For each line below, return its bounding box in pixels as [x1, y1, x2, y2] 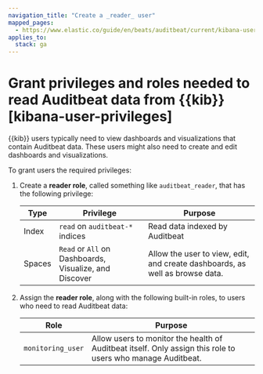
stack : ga [15, 41, 47, 49]
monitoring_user [23, 344, 85, 353]
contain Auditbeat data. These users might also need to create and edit [8, 142, 237, 151]
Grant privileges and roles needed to [8, 74, 250, 93]
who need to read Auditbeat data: [19, 301, 128, 310]
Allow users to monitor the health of [91, 333, 223, 344]
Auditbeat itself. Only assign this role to [91, 343, 236, 354]
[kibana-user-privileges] [8, 107, 173, 125]
